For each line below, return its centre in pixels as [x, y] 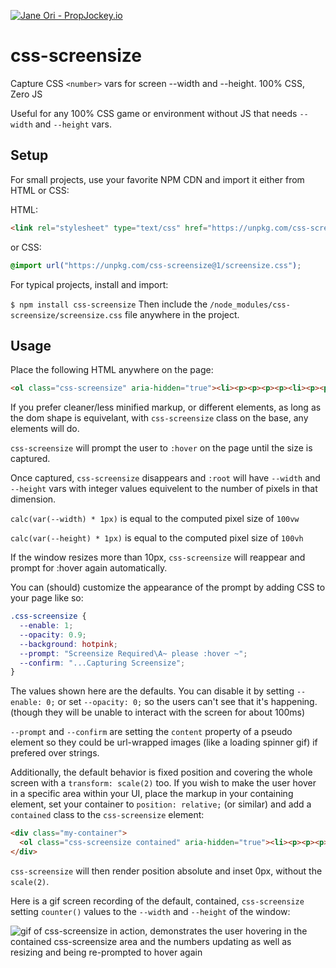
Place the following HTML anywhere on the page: [112, 370]
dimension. [33, 499]
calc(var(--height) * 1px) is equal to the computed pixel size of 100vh [157, 538]
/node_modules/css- [250, 305]
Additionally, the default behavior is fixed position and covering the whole [161, 772]
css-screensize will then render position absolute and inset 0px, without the [166, 871]
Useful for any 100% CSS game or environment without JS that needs [154, 113]
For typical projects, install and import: [89, 284]
